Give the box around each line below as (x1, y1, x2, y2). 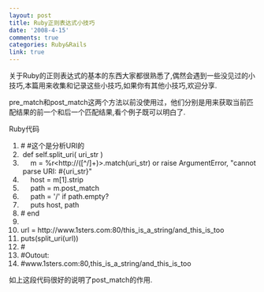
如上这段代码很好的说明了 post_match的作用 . (9, 275, 153, 284)
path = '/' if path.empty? (30, 192, 110, 201)
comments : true (9, 33, 59, 42)
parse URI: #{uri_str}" (22, 167, 93, 176)
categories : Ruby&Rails (9, 41, 87, 49)
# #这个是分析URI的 (20, 141, 85, 150)
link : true (9, 48, 45, 56)
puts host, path (30, 200, 80, 209)
